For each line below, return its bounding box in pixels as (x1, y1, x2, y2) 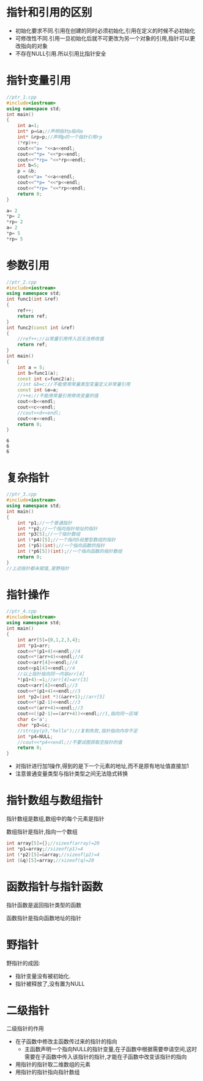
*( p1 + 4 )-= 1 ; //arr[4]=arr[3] (17, 676, 89, 682)
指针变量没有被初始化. (15, 972, 71, 980)
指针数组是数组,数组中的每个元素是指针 (6, 815, 105, 822)
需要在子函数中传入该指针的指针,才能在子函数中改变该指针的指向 (24, 1053, 187, 1061)
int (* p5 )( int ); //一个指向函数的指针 (17, 542, 105, 549)
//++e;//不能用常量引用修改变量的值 (17, 393, 99, 399)
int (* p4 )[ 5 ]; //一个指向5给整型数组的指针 (17, 537, 116, 543)
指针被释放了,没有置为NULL (15, 980, 85, 987)
